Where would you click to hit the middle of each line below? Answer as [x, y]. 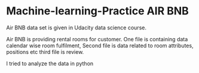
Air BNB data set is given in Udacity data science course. [76, 28]
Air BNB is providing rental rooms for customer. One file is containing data [97, 39]
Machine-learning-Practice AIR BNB [98, 11]
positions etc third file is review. [45, 51]
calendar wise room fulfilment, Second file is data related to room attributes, [100, 45]
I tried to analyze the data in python [50, 63]
